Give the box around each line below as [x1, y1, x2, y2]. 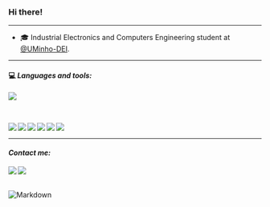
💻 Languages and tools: [8, 71, 92, 80]
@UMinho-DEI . [19, 44, 70, 54]
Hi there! [8, 6, 43, 18]
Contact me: [8, 148, 51, 158]
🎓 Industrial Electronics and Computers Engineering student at [19, 33, 231, 43]
